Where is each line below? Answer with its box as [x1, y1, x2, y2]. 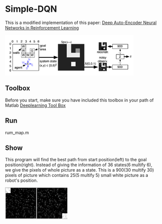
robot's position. [5, 177, 38, 183]
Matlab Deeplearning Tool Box [5, 102, 66, 108]
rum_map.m [5, 129, 29, 135]
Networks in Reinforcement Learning [5, 25, 79, 30]
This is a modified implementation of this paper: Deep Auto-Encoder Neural [5, 20, 157, 25]
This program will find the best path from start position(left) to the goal [5, 157, 147, 163]
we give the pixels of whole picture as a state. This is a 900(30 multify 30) [5, 167, 154, 173]
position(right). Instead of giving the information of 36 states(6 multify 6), [5, 162, 153, 168]
